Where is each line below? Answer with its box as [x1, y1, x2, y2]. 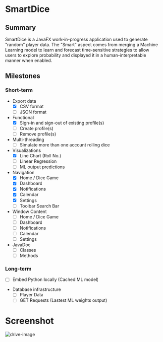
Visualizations [12, 147, 41, 153]
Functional [12, 114, 34, 120]
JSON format [19, 109, 47, 115]
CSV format [19, 103, 44, 109]
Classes [19, 247, 36, 253]
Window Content [12, 208, 47, 214]
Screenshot [5, 315, 54, 326]
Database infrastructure [12, 286, 61, 292]
